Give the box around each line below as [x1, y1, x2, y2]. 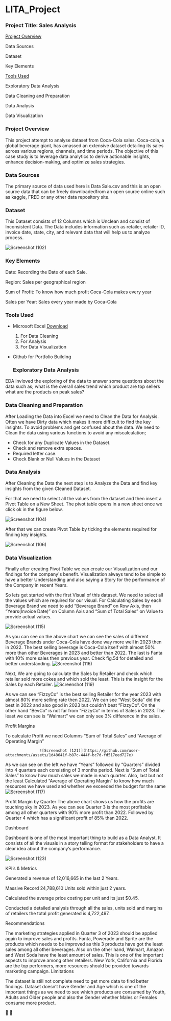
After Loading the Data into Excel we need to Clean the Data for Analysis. [5, 413, 159, 420]
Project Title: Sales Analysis [5, 22, 77, 29]
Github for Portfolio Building [12, 354, 71, 360]
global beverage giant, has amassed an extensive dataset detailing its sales [5, 142, 164, 149]
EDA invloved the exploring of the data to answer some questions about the [5, 378, 164, 384]
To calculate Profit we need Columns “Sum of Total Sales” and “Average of [5, 733, 162, 739]
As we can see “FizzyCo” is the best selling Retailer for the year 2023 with [5, 691, 162, 698]
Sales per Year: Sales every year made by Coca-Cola [5, 298, 117, 305]
